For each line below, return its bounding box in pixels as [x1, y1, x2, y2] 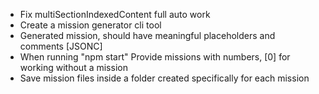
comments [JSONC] [19, 40, 103, 52]
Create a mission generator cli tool [19, 19, 162, 31]
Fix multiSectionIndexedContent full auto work [19, 9, 211, 20]
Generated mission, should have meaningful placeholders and [19, 30, 276, 41]
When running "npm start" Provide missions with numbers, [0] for [19, 51, 291, 63]
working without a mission [19, 62, 128, 73]
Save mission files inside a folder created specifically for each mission [19, 72, 310, 84]
